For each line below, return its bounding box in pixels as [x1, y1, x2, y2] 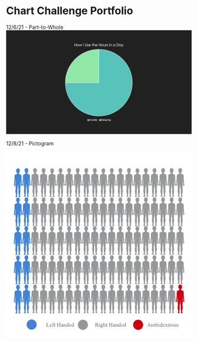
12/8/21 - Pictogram [6, 140, 54, 147]
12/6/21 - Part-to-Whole [6, 24, 64, 31]
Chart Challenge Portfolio [6, 4, 134, 18]
